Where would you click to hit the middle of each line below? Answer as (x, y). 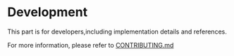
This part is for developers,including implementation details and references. (117, 31)
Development (48, 12)
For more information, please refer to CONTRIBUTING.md (91, 45)
